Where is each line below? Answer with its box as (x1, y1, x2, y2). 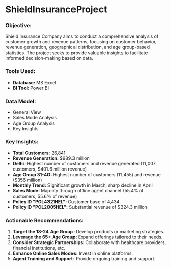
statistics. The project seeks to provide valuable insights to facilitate (5, 50, 148, 56)
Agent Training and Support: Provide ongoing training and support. (12, 255, 156, 261)
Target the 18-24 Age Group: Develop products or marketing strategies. (12, 228, 165, 234)
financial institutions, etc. (12, 245, 65, 251)
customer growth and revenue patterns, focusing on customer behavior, (5, 39, 157, 45)
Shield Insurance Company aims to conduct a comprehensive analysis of (5, 33, 159, 39)
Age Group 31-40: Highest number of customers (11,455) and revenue (12, 172, 161, 178)
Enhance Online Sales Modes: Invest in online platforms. (12, 250, 133, 256)
